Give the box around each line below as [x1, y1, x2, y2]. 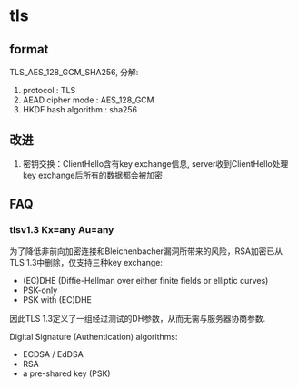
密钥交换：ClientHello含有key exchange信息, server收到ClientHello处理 [22, 158, 289, 169]
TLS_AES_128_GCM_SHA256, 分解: [9, 67, 139, 77]
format [9, 42, 49, 57]
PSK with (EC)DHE [22, 294, 93, 305]
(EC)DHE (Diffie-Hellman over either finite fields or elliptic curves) [22, 275, 269, 286]
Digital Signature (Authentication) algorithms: [9, 331, 178, 342]
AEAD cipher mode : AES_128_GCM [22, 94, 154, 105]
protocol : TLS [22, 85, 76, 95]
